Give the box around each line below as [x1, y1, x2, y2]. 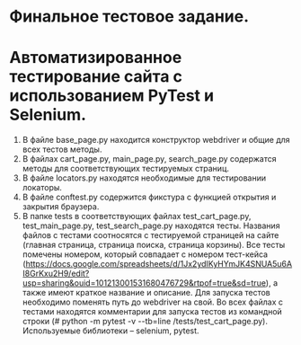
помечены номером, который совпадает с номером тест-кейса [22, 249, 268, 260]
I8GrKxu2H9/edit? [22, 268, 90, 279]
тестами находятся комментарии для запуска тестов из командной [22, 306, 283, 317]
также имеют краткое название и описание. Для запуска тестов [22, 287, 271, 298]
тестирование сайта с [9, 66, 182, 87]
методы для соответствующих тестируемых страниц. [22, 164, 229, 174]
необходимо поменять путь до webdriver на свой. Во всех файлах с [22, 296, 284, 307]
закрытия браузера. [22, 201, 100, 212]
